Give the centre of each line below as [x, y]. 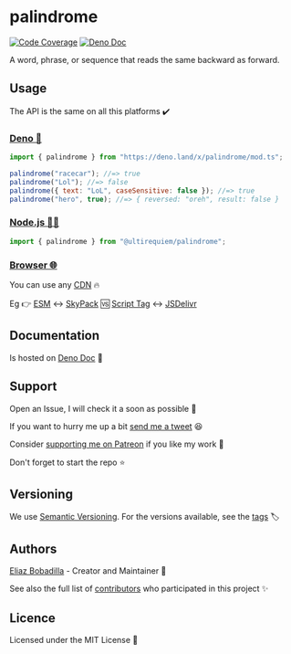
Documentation [55, 336]
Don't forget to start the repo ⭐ [68, 462]
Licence [33, 618]
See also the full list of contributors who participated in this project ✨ [139, 589]
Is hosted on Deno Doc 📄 [56, 357]
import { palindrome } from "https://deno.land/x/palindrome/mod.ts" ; [146, 157]
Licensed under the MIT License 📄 [74, 639]
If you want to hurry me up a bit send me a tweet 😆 [106, 426]
